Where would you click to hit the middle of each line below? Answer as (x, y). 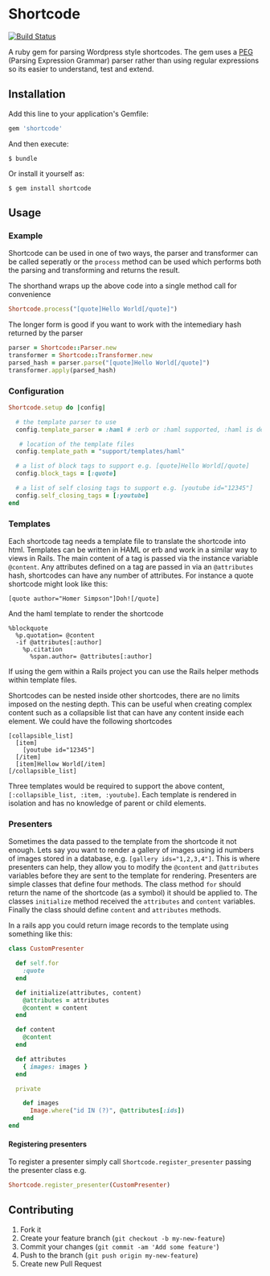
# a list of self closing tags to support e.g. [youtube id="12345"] (134, 488)
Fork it (31, 1229)
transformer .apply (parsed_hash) (62, 370)
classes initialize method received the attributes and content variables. (132, 901)
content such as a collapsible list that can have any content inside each (126, 713)
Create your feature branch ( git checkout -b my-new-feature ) (123, 1238)
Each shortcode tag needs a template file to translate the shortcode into (127, 541)
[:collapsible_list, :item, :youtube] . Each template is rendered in (123, 795)
